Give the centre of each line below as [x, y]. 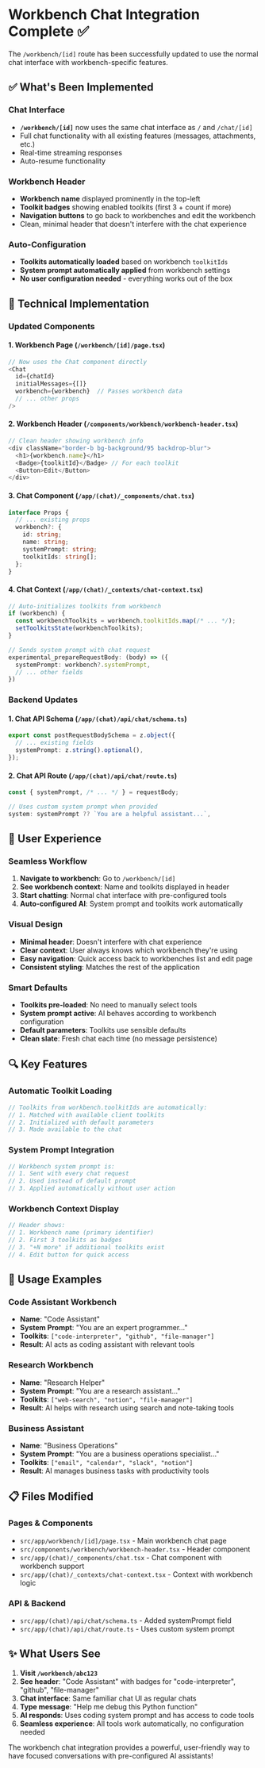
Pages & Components [51, 1523]
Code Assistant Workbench [63, 1302]
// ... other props [48, 399]
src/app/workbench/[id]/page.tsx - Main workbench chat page [123, 1540]
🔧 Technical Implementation [79, 303]
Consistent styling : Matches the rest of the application [109, 967]
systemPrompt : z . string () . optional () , [80, 750]
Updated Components [52, 326]
